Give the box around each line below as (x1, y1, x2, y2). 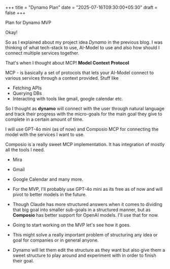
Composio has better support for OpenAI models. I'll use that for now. (12, 212, 159, 218)
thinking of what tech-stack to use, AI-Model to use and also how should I (5, 45, 160, 50)
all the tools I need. (5, 147, 45, 153)
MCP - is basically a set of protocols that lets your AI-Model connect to (5, 70, 154, 76)
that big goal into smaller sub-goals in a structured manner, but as (12, 207, 151, 213)
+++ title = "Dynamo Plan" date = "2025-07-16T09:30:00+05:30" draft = (5, 5, 158, 10)
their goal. (12, 258, 34, 263)
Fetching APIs (12, 85, 42, 91)
